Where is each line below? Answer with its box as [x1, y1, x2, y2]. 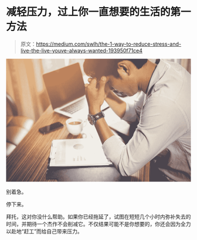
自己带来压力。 [46, 228, 83, 235]
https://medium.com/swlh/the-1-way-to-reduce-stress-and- [36, 40, 182, 47]
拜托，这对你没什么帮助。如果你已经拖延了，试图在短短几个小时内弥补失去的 [6, 213, 191, 220]
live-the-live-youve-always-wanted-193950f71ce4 [20, 47, 142, 54]
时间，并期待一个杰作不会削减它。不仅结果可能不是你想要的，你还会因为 [6, 221, 181, 228]
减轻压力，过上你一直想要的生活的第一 [6, 5, 192, 19]
